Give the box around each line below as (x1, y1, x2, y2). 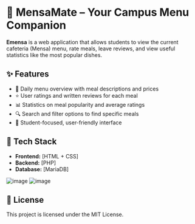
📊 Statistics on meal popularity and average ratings (15, 101, 145, 108)
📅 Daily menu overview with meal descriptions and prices (15, 85, 159, 92)
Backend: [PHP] (15, 159, 56, 166)
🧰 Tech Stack (6, 137, 57, 147)
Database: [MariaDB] (15, 165, 69, 172)
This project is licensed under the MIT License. (6, 211, 124, 218)
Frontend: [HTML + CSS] (15, 152, 79, 160)
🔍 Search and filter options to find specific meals (15, 110, 139, 117)
